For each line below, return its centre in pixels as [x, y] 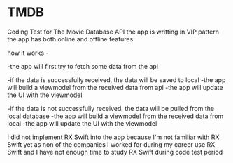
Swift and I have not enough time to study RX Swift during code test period [115, 152]
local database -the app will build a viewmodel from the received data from [115, 116]
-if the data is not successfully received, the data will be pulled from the [111, 108]
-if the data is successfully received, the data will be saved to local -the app [116, 80]
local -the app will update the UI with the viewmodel [82, 123]
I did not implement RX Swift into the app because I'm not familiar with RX [113, 137]
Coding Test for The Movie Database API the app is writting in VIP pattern [113, 32]
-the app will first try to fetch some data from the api [83, 66]
